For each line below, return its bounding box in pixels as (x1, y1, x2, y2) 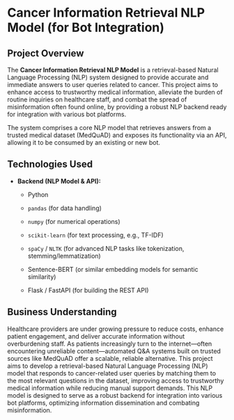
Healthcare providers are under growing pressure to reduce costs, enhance (7, 325, 224, 333)
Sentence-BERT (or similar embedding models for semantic (27, 265, 198, 273)
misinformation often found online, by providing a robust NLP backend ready (7, 103, 227, 111)
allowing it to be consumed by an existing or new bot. (7, 138, 161, 147)
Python (27, 190, 49, 199)
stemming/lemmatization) (27, 252, 101, 260)
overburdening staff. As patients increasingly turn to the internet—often (7, 339, 212, 348)
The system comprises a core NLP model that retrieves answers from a (7, 124, 212, 131)
